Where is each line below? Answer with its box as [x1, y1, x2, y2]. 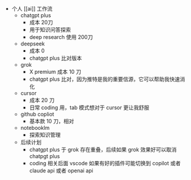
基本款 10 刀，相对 [29, 117, 74, 125]
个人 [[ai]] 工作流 [11, 5, 53, 12]
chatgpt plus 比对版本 [29, 55, 83, 61]
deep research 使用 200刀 [29, 34, 93, 40]
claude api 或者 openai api [29, 167, 93, 174]
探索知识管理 [29, 132, 61, 138]
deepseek [20, 40, 45, 47]
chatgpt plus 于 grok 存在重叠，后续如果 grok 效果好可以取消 [29, 146, 177, 153]
